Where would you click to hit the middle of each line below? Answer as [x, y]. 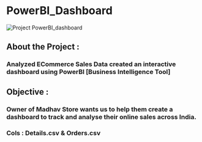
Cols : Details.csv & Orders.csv [54, 133]
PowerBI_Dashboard [60, 11]
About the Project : [43, 47]
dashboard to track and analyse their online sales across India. [102, 117]
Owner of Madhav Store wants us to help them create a [90, 109]
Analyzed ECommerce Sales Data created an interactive [91, 64]
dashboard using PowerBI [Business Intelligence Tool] [88, 72]
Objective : [28, 92]
